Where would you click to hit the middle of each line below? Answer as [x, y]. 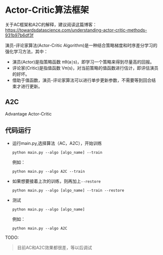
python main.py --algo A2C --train [48, 171]
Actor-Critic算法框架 [47, 10]
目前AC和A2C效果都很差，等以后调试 [54, 247]
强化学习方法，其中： [26, 51]
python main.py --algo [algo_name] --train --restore [68, 190]
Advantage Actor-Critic [29, 114]
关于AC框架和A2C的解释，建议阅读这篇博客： [51, 24]
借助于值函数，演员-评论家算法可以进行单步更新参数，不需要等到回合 [82, 80]
